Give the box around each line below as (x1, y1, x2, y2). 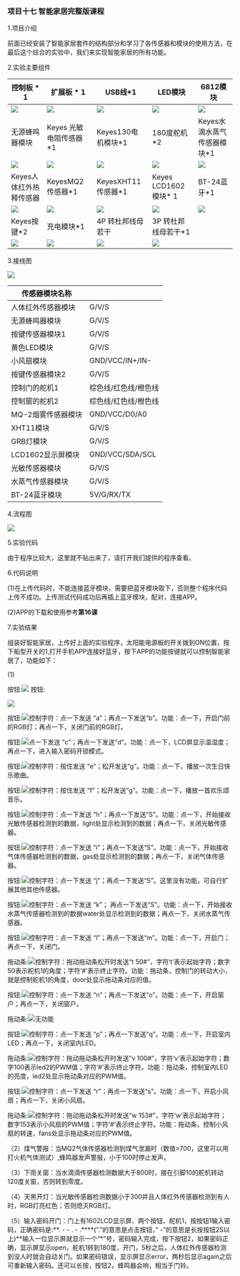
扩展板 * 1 (51, 87, 86, 97)
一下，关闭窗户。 (31, 1000, 83, 1008)
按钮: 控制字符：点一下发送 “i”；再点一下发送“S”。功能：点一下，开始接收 (7, 843, 229, 852)
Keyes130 (96, 127, 131, 137)
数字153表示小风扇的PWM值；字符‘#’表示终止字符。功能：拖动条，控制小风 (7, 1120, 229, 1129)
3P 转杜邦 (152, 216, 185, 226)
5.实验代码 (7, 538, 38, 547)
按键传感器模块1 (11, 329, 66, 339)
